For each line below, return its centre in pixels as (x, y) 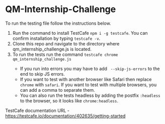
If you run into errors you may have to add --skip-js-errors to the (90, 69)
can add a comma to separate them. (58, 90)
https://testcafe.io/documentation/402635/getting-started (65, 116)
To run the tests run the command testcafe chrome (65, 54)
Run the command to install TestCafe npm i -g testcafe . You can (80, 33)
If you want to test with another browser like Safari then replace (86, 79)
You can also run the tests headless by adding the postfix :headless (90, 95)
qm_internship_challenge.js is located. (52, 49)
